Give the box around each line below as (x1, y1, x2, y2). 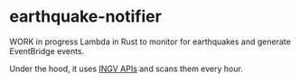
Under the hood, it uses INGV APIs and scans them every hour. (9, 63, 244, 74)
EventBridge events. (9, 45, 85, 56)
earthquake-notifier (9, 6, 163, 27)
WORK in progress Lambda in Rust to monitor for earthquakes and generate (9, 36, 291, 47)
